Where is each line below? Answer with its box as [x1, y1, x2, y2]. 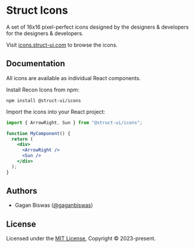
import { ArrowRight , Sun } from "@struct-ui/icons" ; [6, 120, 143, 125]
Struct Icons [6, 4, 69, 17]
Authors [6, 186, 38, 196]
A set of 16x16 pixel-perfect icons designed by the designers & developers [6, 23, 189, 30]
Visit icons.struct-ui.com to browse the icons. [6, 41, 118, 48]
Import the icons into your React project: [6, 108, 106, 115]
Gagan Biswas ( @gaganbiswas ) [14, 201, 94, 209]
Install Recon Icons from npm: [6, 86, 79, 93]
